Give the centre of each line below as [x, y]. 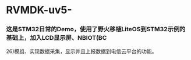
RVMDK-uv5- [39, 10]
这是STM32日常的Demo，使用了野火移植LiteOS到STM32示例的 [96, 29]
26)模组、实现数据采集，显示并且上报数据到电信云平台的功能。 [82, 51]
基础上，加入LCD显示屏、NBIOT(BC [56, 38]
